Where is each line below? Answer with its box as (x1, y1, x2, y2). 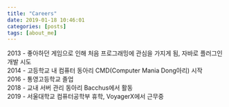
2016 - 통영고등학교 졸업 (7, 75, 74, 84)
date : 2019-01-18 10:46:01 (7, 17, 85, 23)
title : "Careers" (7, 10, 57, 17)
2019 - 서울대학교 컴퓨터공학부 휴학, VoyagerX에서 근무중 (7, 93, 164, 101)
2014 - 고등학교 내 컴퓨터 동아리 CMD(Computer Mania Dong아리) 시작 (7, 66, 203, 75)
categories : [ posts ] (7, 23, 67, 30)
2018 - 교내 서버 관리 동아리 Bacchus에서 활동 (7, 84, 134, 92)
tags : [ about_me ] (7, 29, 57, 37)
